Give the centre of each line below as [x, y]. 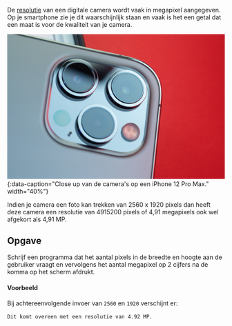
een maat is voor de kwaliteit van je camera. [70, 24]
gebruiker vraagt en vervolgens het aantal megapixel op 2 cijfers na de [108, 265]
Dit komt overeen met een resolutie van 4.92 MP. [80, 316]
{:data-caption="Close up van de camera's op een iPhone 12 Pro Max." [108, 184]
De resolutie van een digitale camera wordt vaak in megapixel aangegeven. [114, 10]
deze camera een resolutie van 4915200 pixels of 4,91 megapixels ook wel [113, 212]
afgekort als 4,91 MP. [37, 219]
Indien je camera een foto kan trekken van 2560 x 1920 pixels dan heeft [109, 204]
